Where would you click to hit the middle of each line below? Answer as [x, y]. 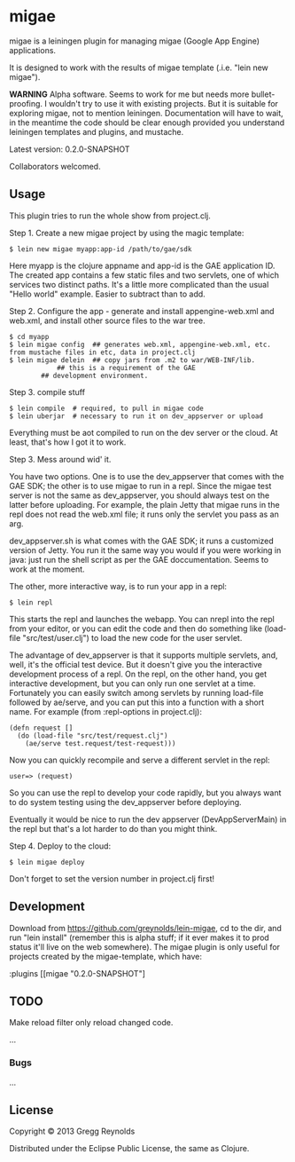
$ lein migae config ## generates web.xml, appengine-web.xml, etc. [140, 344]
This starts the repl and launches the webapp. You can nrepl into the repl [142, 619]
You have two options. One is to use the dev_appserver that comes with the [147, 476]
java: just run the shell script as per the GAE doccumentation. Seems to [139, 559]
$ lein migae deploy [47, 862]
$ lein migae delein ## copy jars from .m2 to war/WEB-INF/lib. [132, 360]
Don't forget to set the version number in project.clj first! [112, 878]
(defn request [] [41, 728]
